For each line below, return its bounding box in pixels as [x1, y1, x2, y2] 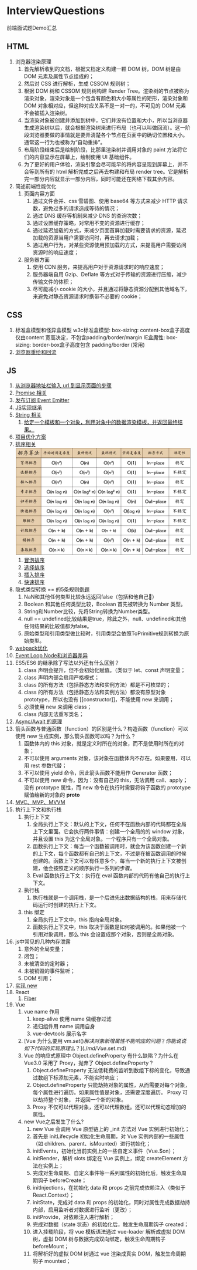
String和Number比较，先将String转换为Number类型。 [23, 607, 154, 614]
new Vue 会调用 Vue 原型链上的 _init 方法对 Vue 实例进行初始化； [32, 1125, 190, 1132]
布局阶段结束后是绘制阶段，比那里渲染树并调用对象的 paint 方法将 [23, 146, 183, 153]
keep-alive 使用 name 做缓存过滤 [32, 1015, 112, 1022]
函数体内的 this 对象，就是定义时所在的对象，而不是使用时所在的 [23, 739, 179, 747]
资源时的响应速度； [32, 248, 80, 256]
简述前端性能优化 [15, 183, 57, 190]
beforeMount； [32, 1242, 70, 1249]
